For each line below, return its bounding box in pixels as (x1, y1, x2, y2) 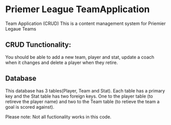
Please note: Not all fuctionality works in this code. (5, 113, 112, 120)
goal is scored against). (5, 104, 54, 110)
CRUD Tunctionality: (5, 41, 71, 49)
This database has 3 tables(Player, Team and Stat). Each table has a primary (5, 87, 165, 93)
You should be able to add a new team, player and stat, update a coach (5, 54, 154, 60)
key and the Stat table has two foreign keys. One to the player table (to (5, 93, 153, 99)
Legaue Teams (5, 25, 37, 32)
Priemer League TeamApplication (5, 4, 150, 15)
